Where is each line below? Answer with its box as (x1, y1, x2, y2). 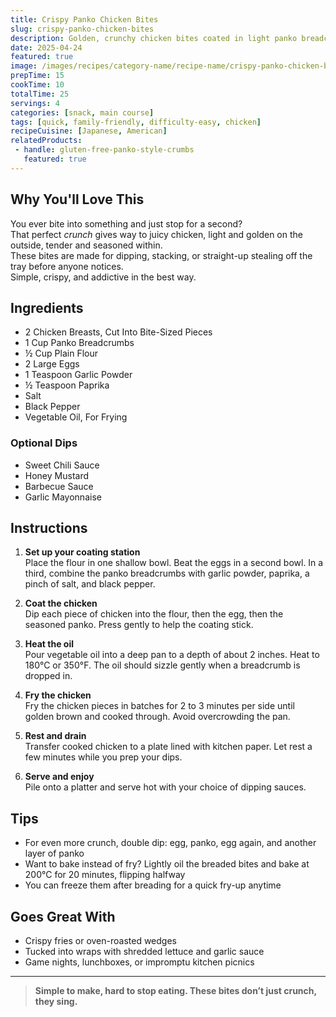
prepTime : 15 (10, 71, 65, 81)
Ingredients (10, 299, 84, 316)
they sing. (34, 996, 78, 1008)
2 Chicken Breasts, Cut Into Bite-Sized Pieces (24, 326, 213, 338)
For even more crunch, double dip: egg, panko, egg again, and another (24, 837, 317, 849)
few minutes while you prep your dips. (24, 751, 183, 763)
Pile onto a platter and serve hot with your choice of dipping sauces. (24, 781, 307, 793)
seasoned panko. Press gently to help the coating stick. (24, 619, 254, 631)
